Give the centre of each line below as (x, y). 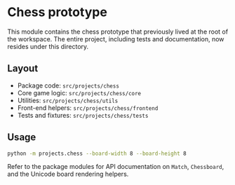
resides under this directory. (48, 46)
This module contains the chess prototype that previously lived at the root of (118, 32)
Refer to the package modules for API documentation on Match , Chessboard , (116, 167)
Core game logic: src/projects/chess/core (79, 92)
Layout (23, 68)
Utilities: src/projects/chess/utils (68, 100)
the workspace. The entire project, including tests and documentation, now (116, 39)
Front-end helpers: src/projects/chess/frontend (88, 108)
